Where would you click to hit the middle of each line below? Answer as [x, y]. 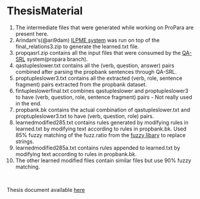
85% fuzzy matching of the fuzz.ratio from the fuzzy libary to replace [101, 135]
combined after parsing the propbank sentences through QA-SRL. [96, 71]
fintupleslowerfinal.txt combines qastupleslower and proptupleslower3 [102, 91]
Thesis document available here [46, 189]
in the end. [29, 103]
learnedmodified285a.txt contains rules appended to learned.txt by [98, 148]
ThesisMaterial [45, 11]
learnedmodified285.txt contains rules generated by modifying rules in [102, 122]
